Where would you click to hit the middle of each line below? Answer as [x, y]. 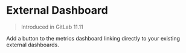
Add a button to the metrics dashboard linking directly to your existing [93, 38]
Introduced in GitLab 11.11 [52, 27]
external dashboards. [33, 45]
